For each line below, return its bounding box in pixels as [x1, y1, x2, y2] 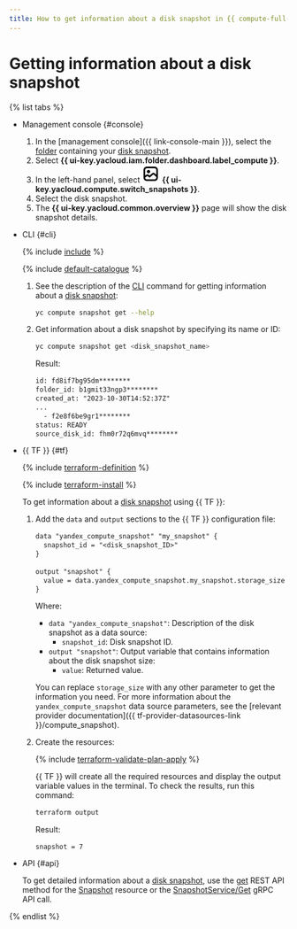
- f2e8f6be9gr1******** [42, 412, 131, 421]
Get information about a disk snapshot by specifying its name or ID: [34, 324, 281, 335]
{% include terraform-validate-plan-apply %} [34, 754, 201, 765]
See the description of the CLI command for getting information [34, 280, 267, 291]
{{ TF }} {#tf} [21, 445, 69, 456]
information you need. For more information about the [34, 692, 232, 702]
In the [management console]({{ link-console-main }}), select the [34, 135, 272, 146]
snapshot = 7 [34, 842, 84, 852]
